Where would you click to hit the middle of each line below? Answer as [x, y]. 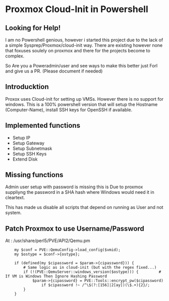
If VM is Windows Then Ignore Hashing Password [56, 276]
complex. [15, 56]
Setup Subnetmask [32, 148]
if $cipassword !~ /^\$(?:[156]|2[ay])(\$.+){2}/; [96, 285]
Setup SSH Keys [30, 154]
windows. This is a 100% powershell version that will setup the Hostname [81, 104]
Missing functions [34, 175]
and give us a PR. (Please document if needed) [54, 71]
